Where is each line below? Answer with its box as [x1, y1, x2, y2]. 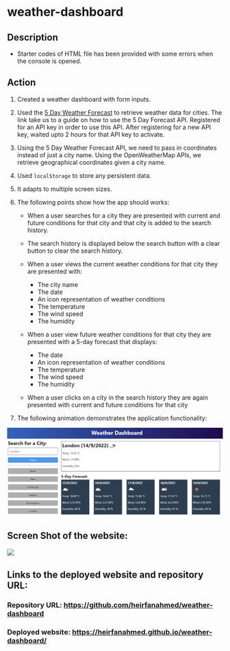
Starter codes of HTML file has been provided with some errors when [16, 49, 214, 58]
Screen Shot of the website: [7, 530, 128, 542]
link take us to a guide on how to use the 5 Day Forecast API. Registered [16, 115, 220, 124]
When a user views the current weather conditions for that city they [27, 260, 218, 268]
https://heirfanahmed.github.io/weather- [71, 628, 213, 637]
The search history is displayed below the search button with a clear [27, 239, 220, 247]
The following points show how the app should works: [16, 198, 170, 206]
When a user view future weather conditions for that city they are [27, 330, 212, 339]
